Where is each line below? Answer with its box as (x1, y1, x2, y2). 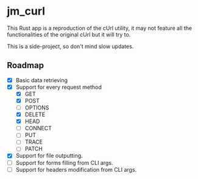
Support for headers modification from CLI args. (15, 166, 137, 173)
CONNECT (24, 125, 52, 132)
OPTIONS (24, 104, 49, 111)
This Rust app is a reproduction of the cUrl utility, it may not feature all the (7, 24, 193, 32)
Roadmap (7, 60, 44, 71)
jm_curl (7, 4, 45, 18)
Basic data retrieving (15, 76, 68, 83)
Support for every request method (15, 83, 102, 91)
